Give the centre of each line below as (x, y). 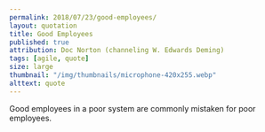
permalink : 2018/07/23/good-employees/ (83, 17)
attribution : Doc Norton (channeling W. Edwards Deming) (117, 50)
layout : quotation (43, 26)
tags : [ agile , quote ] (49, 58)
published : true (39, 42)
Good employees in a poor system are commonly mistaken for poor (132, 108)
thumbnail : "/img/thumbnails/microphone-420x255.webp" (113, 75)
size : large (31, 67)
